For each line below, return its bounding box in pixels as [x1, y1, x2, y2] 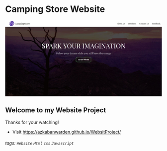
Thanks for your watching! [5, 119, 59, 125]
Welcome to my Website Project [5, 106, 106, 115]
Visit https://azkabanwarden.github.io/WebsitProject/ [12, 129, 121, 135]
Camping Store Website [5, 3, 105, 15]
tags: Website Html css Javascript [5, 140, 74, 146]
